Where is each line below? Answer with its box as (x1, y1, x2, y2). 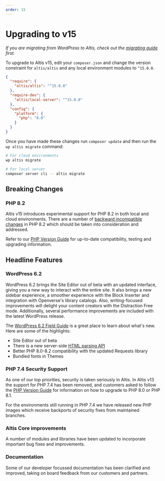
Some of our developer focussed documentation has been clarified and (5, 465, 150, 471)
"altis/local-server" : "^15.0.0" (14, 97, 83, 102)
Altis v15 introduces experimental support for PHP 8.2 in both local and (5, 211, 149, 217)
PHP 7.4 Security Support (5, 366, 68, 372)
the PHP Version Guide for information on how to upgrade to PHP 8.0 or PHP (5, 387, 161, 393)
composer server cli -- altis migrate (5, 171, 85, 176)
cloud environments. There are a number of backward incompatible (5, 216, 142, 222)
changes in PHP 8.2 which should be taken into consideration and (5, 222, 139, 227)
